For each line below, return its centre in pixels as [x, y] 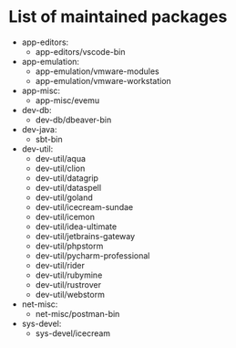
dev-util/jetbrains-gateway [85, 236]
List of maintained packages [118, 17]
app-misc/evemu [67, 100]
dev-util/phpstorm [69, 246]
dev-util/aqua [61, 158]
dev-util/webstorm [70, 294]
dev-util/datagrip [67, 178]
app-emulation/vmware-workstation [103, 80]
